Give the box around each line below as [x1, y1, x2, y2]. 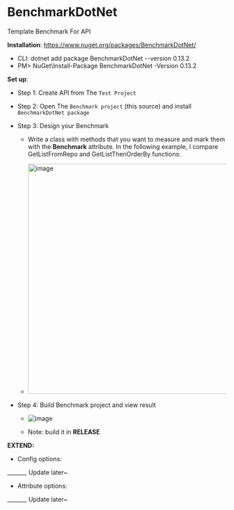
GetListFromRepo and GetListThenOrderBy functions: [27, 150, 181, 158]
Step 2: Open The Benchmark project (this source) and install [17, 102, 192, 110]
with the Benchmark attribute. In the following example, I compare [27, 142, 219, 150]
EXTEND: [7, 441, 35, 449]
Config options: [17, 454, 62, 463]
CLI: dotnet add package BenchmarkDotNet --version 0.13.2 [17, 54, 190, 63]
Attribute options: [17, 481, 68, 490]
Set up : [7, 74, 29, 83]
